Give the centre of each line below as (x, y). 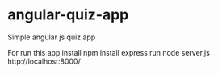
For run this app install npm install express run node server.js (109, 52)
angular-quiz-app (68, 15)
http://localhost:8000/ (44, 61)
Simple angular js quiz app (52, 37)
